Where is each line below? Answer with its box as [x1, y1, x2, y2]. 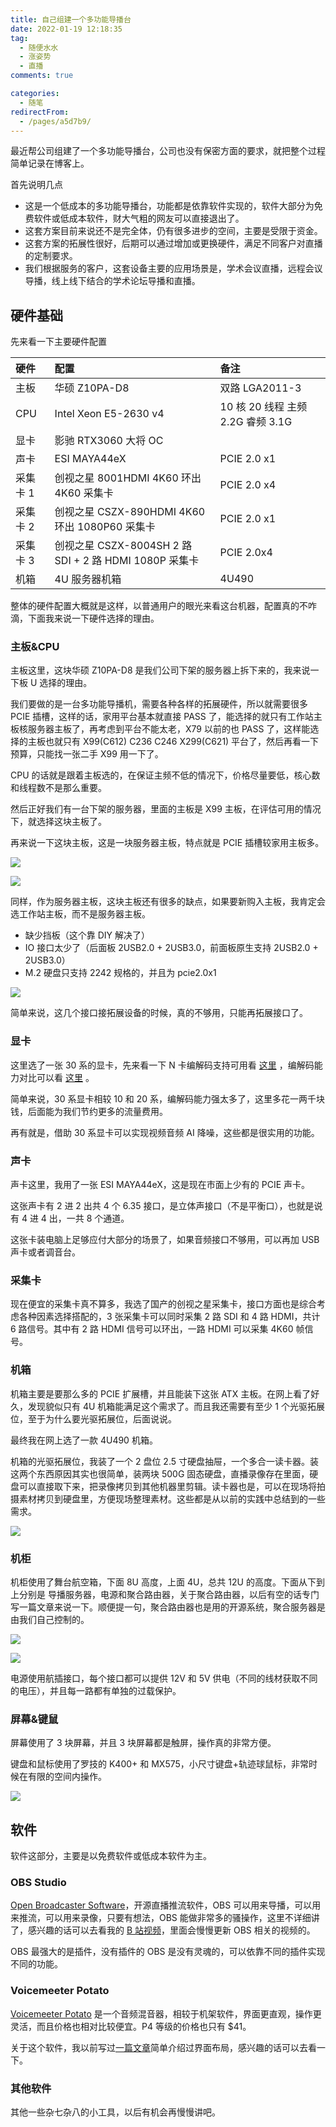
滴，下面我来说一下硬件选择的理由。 [10, 612, 160, 625]
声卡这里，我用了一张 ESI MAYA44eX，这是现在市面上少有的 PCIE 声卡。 [10, 1179, 311, 1191]
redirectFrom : [10, 107, 70, 117]
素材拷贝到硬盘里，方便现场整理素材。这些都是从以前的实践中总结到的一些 [18, 1492, 326, 1505]
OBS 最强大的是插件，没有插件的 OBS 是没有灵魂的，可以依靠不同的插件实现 [10, 1946, 326, 1958]
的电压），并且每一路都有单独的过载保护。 [10, 1684, 182, 1696]
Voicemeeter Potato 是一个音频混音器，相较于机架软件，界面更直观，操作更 [10, 2007, 322, 2020]
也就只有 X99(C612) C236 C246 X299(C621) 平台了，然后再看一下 [44, 736, 320, 748]
